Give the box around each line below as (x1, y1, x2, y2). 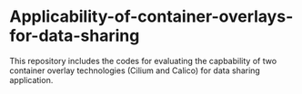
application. (9, 74, 54, 85)
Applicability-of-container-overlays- (9, 6, 294, 27)
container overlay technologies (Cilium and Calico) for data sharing (9, 65, 261, 76)
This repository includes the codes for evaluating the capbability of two (9, 55, 277, 66)
